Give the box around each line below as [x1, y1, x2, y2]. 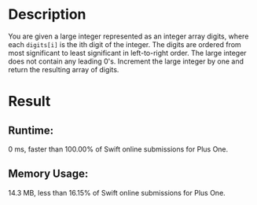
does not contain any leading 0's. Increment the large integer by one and [8, 57, 244, 66]
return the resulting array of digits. [8, 64, 119, 74]
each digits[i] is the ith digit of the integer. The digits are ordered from [8, 39, 241, 49]
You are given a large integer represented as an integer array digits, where [8, 31, 249, 41]
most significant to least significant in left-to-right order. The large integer [8, 48, 247, 57]
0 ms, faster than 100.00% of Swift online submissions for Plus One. [8, 144, 229, 154]
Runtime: [8, 123, 54, 137]
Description [8, 5, 86, 24]
